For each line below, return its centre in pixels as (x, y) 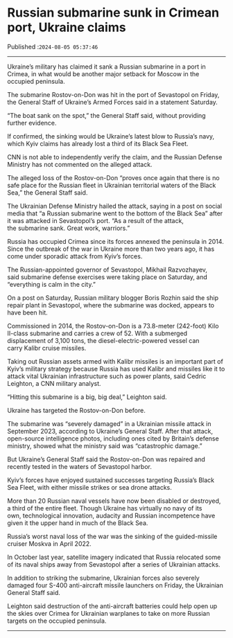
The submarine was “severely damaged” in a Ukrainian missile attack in (109, 423)
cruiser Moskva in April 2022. (49, 543)
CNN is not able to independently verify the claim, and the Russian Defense (115, 157)
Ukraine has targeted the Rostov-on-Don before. (76, 410)
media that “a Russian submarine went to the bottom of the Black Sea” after (115, 213)
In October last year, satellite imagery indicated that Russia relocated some (114, 557)
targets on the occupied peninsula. (57, 621)
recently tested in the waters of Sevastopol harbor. (80, 466)
